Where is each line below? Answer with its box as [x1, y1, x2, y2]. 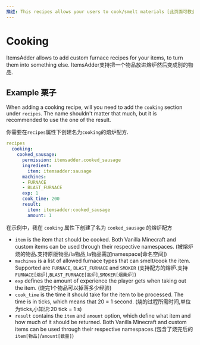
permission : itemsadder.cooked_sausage [21, 157, 121, 163]
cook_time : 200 [21, 196, 60, 202]
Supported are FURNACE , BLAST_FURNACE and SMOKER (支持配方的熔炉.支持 [14, 264, 189, 271]
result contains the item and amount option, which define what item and [14, 312, 191, 319]
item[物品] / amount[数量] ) [14, 332, 74, 339]
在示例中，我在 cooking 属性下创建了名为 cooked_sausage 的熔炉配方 [6, 224, 173, 231]
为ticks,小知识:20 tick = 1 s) [14, 305, 82, 312]
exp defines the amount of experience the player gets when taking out [14, 277, 186, 284]
